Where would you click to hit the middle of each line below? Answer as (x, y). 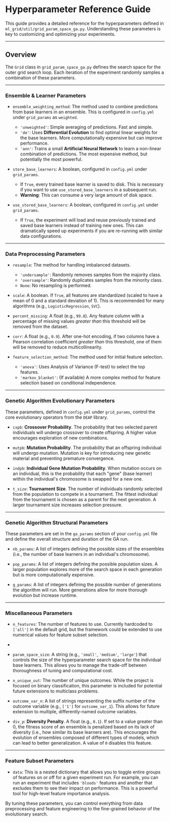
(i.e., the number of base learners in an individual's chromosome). (81, 554)
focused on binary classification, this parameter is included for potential (88, 686)
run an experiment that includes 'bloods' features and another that (82, 783)
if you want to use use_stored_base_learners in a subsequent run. (89, 190)
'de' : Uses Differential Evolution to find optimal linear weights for (89, 133)
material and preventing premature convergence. (63, 458)
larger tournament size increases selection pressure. (67, 505)
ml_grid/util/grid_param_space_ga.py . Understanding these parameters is (83, 28)
